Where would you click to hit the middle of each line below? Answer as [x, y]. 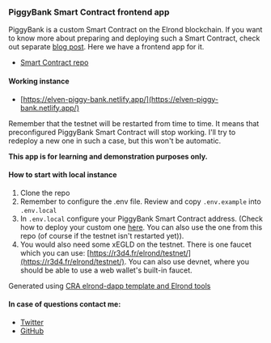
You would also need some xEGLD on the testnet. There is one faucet [136, 244]
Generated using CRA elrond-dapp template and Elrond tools [110, 286]
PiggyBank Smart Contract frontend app [89, 12]
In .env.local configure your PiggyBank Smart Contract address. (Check [142, 218]
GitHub [32, 331]
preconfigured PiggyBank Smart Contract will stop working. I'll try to [122, 132]
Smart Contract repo [54, 62]
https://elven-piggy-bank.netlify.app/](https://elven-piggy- [121, 99]
